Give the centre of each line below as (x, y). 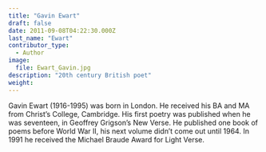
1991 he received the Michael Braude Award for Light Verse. (107, 139)
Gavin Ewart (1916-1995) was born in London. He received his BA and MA (129, 106)
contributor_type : (39, 46)
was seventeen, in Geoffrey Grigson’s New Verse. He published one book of (133, 122)
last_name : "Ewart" (41, 38)
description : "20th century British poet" (80, 75)
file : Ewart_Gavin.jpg (53, 68)
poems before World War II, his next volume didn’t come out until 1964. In (129, 131)
